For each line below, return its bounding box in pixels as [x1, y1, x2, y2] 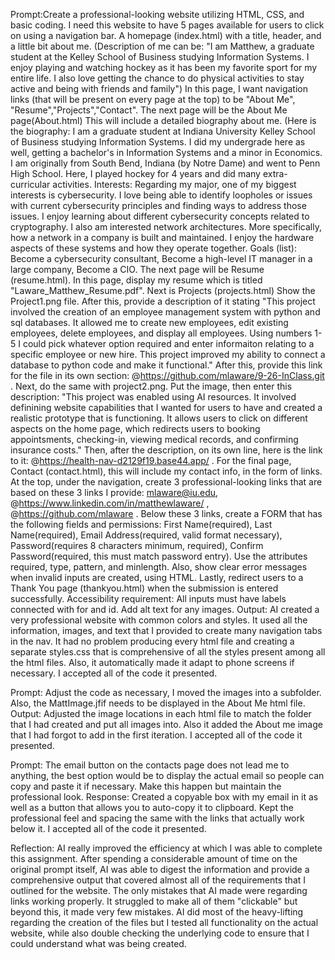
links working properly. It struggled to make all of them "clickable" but [10, 895, 298, 907]
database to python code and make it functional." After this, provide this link [10, 359, 323, 371]
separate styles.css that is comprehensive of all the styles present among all [10, 646, 326, 658]
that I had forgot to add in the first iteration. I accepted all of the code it [10, 729, 303, 741]
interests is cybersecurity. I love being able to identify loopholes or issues [10, 189, 313, 201]
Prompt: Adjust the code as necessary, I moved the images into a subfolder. [10, 687, 322, 698]
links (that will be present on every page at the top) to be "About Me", [10, 94, 296, 105]
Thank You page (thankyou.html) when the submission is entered [10, 582, 279, 594]
